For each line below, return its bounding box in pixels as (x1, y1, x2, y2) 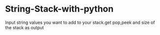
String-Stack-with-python (5, 3, 114, 15)
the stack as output (5, 24, 44, 30)
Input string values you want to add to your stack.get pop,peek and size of (5, 19, 155, 25)
